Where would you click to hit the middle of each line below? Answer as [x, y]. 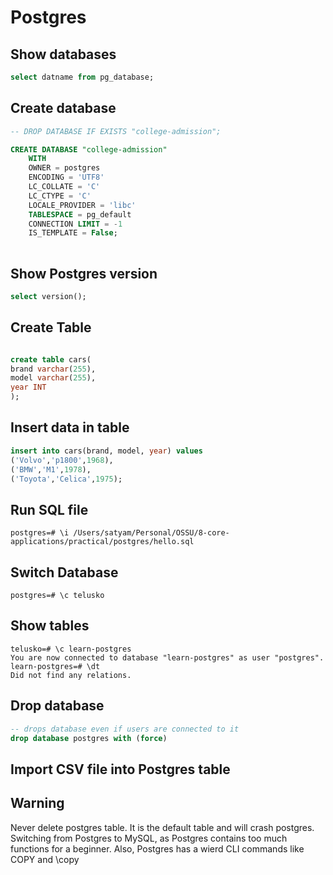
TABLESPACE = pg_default [80, 214]
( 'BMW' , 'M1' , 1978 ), [51, 469]
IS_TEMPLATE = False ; [73, 233]
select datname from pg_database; [82, 77]
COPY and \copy [45, 859]
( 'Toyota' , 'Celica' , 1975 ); [66, 479]
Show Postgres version [84, 273]
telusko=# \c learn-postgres [71, 649]
